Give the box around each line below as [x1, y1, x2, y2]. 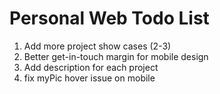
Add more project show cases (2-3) [23, 40, 172, 52]
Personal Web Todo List [9, 7, 210, 30]
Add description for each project [23, 61, 159, 73]
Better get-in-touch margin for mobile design [23, 50, 209, 62]
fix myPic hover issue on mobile [23, 72, 156, 84]
